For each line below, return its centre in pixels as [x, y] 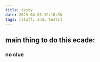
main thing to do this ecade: [50, 40]
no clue [15, 54]
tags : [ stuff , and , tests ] [34, 19]
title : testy [19, 10]
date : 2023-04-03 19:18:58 [34, 15]
